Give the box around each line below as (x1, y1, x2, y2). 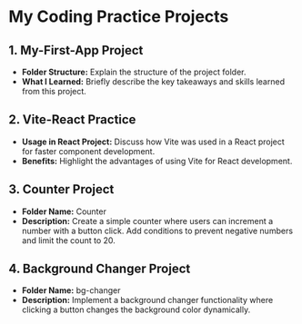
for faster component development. (21, 145, 156, 156)
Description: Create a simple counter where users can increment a (21, 215, 274, 226)
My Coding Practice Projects (8, 6, 229, 27)
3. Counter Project (8, 182, 115, 197)
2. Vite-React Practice (8, 112, 136, 128)
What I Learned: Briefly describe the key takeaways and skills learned (21, 76, 286, 87)
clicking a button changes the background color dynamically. (21, 304, 251, 315)
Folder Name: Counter (21, 206, 106, 217)
